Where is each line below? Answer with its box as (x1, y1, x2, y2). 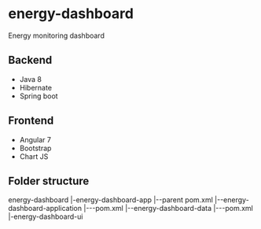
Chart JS (19, 151, 49, 161)
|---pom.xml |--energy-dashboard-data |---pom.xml (83, 204, 253, 213)
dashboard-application (8, 204, 83, 213)
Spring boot (19, 91, 58, 101)
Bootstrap (19, 143, 52, 153)
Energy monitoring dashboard (8, 31, 105, 40)
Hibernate (19, 83, 53, 92)
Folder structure (8, 174, 90, 187)
